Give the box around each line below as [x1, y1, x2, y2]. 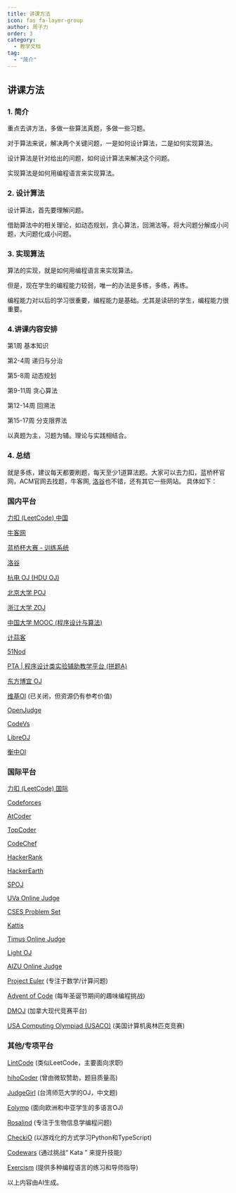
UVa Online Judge [7, 894, 60, 902]
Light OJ [7, 949, 32, 957]
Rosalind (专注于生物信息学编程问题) [7, 1118, 112, 1127]
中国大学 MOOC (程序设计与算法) [7, 618, 103, 627]
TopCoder [7, 825, 37, 835]
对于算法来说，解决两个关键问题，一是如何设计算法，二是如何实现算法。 [7, 139, 216, 148]
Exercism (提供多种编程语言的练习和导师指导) [7, 1163, 139, 1171]
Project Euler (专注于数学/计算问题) [7, 977, 109, 985]
